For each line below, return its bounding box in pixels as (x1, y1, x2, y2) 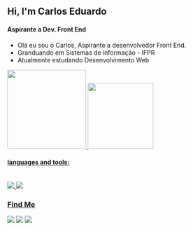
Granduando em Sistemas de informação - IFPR (17, 48, 155, 57)
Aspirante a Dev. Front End (7, 25, 86, 34)
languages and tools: (7, 158, 70, 167)
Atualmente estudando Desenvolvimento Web (17, 55, 150, 64)
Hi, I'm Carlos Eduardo (7, 6, 107, 18)
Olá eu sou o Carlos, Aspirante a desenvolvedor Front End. (17, 41, 187, 49)
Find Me (7, 199, 36, 209)
